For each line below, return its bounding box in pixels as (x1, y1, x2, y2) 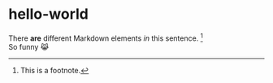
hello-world (8, 5, 89, 24)
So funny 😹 (8, 41, 50, 51)
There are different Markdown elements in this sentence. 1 (8, 32, 203, 43)
